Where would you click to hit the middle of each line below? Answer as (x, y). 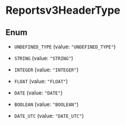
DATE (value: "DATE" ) (38, 93)
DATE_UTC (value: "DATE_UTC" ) (49, 116)
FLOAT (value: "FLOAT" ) (41, 81)
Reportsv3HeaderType (63, 10)
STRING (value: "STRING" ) (44, 58)
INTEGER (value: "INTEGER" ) (46, 70)
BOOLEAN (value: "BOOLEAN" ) (46, 104)
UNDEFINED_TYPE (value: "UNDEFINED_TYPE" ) (65, 46)
